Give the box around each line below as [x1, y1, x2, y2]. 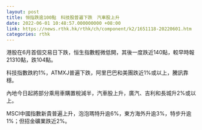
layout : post [6, 8, 40, 15]
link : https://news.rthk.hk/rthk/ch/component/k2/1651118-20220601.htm [6, 25, 192, 32]
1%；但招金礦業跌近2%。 [6, 117, 71, 125]
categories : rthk [6, 31, 50, 37]
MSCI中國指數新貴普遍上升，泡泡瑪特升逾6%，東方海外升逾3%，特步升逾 [6, 110, 192, 117]
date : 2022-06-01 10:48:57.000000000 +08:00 [6, 20, 121, 26]
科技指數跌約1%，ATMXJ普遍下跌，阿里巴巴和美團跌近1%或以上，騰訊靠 [6, 69, 189, 76]
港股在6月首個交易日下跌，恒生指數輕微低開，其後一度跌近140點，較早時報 [6, 49, 195, 56]
